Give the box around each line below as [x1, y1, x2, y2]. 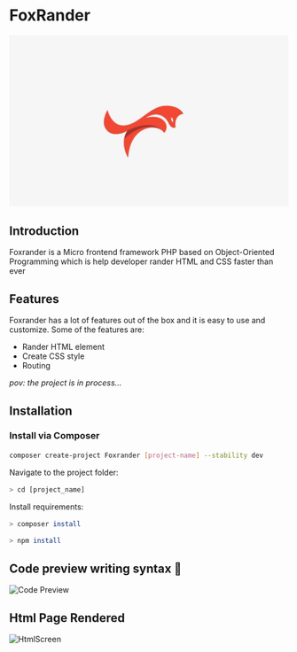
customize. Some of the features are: [9, 324, 145, 335]
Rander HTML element [21, 342, 105, 353]
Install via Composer [9, 430, 100, 442]
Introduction [9, 223, 80, 238]
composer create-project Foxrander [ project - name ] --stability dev [9, 451, 264, 460]
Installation [9, 403, 73, 418]
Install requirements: [9, 501, 84, 512]
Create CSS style [21, 351, 85, 361]
